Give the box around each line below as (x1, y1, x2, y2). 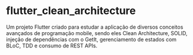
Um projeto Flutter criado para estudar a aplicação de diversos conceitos (6, 23, 184, 30)
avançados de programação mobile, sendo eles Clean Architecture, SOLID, (6, 29, 188, 36)
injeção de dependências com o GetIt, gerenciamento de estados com (6, 36, 177, 43)
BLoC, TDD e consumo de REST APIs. (6, 42, 98, 49)
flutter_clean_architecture (6, 4, 137, 18)
